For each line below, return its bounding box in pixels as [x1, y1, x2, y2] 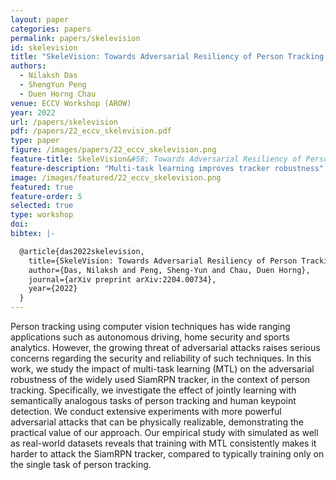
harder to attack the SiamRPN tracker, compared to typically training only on [10, 448, 325, 460]
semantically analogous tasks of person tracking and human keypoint [10, 395, 297, 406]
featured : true [10, 182, 74, 192]
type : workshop [10, 210, 74, 220]
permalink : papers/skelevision [10, 33, 141, 43]
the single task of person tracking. [10, 459, 152, 470]
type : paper [10, 136, 60, 146]
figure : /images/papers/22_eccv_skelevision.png [10, 145, 217, 155]
